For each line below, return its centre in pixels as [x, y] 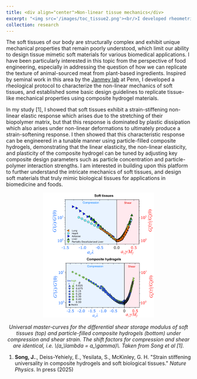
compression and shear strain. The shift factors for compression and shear [98, 339]
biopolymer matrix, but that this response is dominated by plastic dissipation [98, 122]
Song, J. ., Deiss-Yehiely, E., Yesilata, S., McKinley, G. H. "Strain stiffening [103, 357]
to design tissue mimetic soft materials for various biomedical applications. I [98, 55]
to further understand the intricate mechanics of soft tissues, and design [94, 172]
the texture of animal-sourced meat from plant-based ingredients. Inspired [96, 73]
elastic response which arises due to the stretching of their [92, 116]
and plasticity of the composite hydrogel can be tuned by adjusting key [92, 153]
